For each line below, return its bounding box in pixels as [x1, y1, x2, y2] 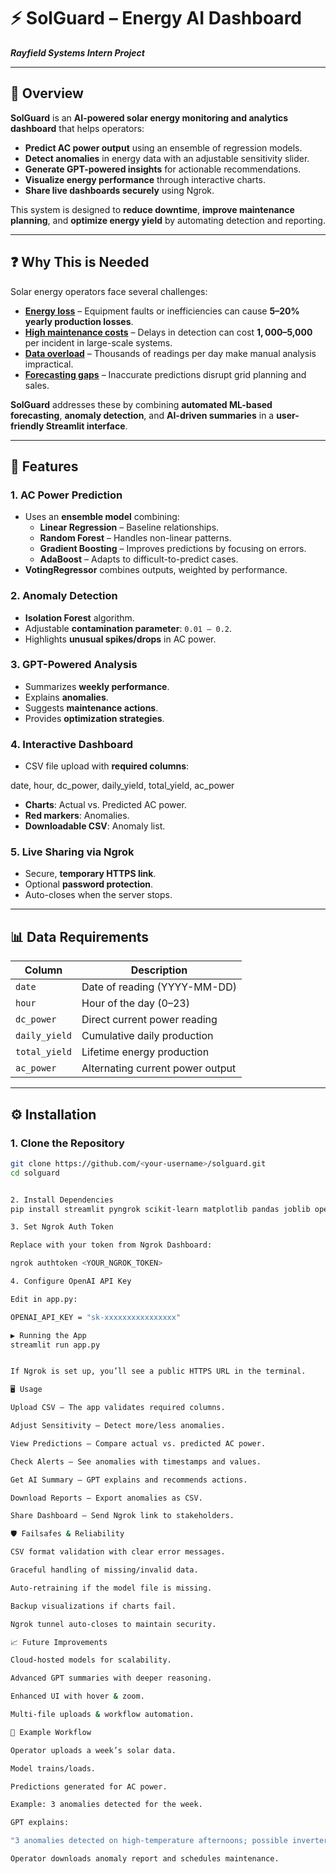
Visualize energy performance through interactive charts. [24, 173, 266, 185]
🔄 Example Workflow [10, 1727, 92, 1737]
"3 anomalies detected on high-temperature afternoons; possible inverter [10, 1836, 329, 1846]
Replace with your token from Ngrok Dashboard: [10, 1240, 213, 1250]
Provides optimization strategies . [24, 712, 165, 724]
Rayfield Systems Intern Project [10, 46, 145, 59]
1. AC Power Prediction [10, 488, 123, 502]
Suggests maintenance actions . [24, 701, 159, 714]
